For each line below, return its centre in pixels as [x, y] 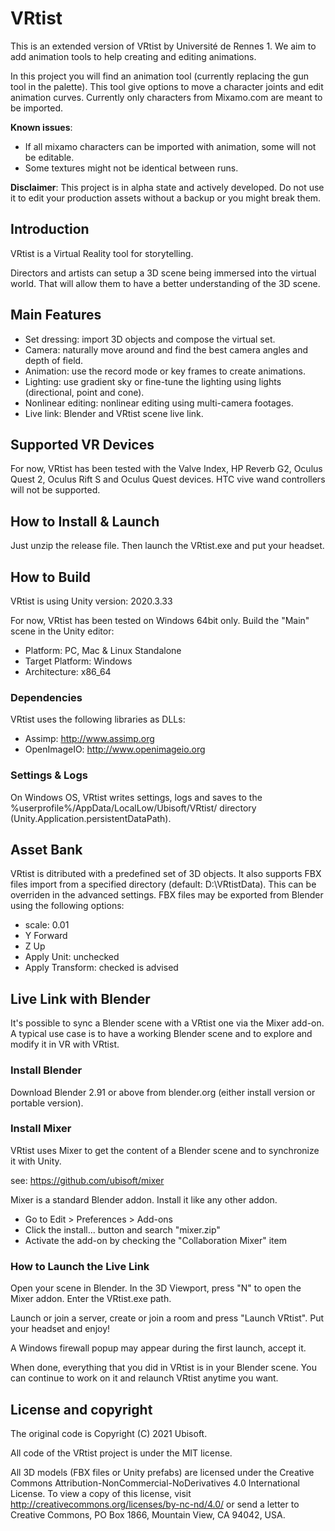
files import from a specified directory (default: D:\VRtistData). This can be [163, 884]
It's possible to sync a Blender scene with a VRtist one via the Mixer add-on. [167, 1023]
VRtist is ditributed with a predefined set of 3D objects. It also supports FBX [166, 874]
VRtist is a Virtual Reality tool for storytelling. [102, 253]
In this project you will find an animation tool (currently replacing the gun [159, 76]
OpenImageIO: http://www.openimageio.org [115, 749]
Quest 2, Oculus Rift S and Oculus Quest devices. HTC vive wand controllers [168, 479]
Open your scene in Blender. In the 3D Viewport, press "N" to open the [156, 1288]
